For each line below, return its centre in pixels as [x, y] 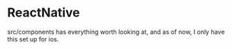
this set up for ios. [33, 39]
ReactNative [44, 13]
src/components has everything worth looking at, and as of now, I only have [116, 32]
